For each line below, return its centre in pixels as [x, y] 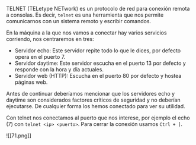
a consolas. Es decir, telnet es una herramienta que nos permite [85, 15]
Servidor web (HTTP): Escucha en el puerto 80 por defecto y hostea [98, 76]
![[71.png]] [19, 135]
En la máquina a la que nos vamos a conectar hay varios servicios [86, 33]
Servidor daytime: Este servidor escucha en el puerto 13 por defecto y [100, 63]
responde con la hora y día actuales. [59, 70]
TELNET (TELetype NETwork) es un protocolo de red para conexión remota [98, 9]
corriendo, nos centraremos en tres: [50, 39]
